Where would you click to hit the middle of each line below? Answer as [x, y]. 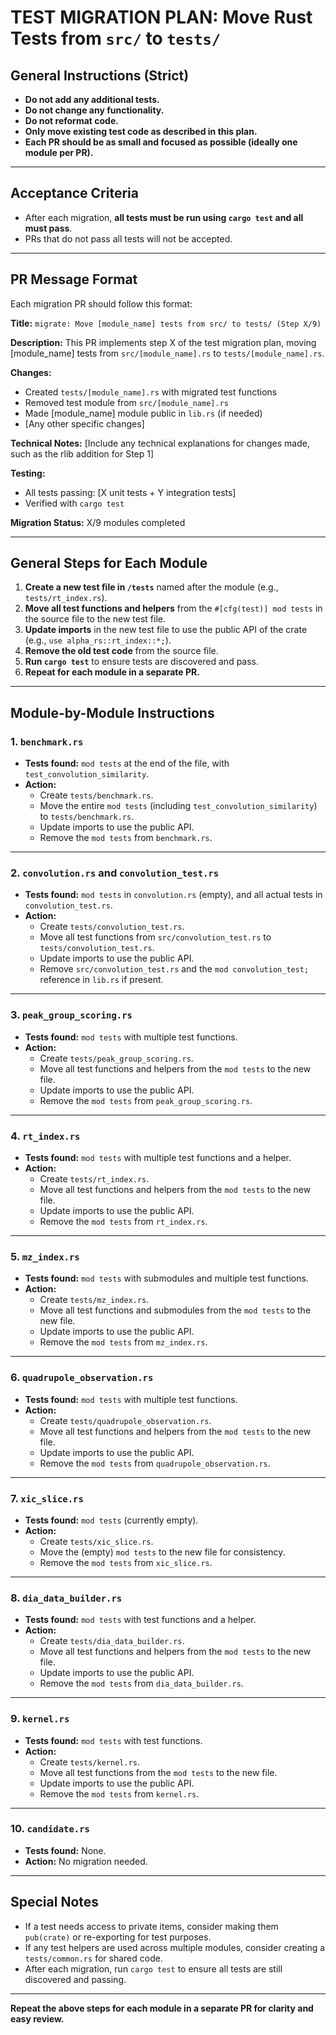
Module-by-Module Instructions [112, 712]
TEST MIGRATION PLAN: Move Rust [161, 17]
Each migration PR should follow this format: [101, 303]
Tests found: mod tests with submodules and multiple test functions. [166, 1278]
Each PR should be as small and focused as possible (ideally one [161, 142]
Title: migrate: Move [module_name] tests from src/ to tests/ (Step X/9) [166, 323]
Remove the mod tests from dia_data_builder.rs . [141, 1683]
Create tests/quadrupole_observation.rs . [125, 1420]
